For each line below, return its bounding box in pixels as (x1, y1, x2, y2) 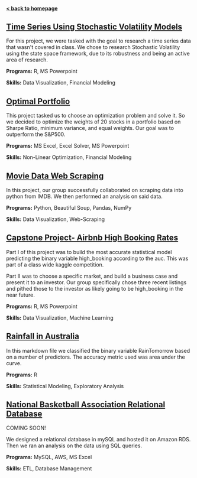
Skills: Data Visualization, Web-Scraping (6, 216, 105, 223)
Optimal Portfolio (6, 96, 70, 106)
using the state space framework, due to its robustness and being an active (6, 50, 190, 57)
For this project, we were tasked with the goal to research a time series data (6, 37, 191, 44)
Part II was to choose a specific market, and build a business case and (6, 272, 178, 279)
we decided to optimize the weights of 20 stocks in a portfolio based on (6, 118, 181, 125)
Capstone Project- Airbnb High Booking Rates (6, 233, 179, 243)
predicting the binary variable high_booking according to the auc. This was (6, 255, 189, 262)
